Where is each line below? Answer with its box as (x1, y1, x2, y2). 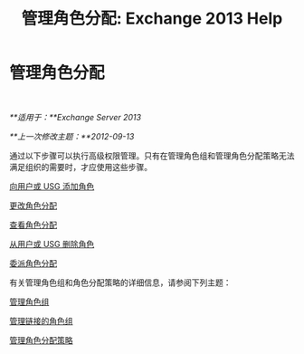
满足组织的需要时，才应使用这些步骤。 (9, 161, 152, 172)
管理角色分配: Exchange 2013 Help (21, 8, 283, 29)
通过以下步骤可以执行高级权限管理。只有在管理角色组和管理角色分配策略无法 (9, 150, 295, 161)
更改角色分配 (9, 200, 57, 211)
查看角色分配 (9, 219, 57, 230)
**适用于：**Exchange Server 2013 (9, 111, 142, 122)
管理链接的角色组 (9, 315, 73, 326)
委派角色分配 (9, 257, 57, 268)
